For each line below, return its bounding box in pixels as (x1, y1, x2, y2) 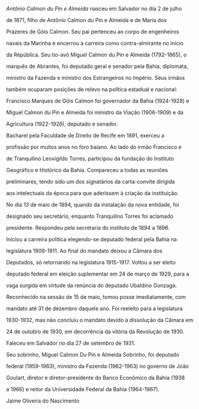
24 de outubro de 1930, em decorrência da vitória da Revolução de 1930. (6, 328, 185, 335)
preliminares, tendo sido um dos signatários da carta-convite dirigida (6, 178, 175, 185)
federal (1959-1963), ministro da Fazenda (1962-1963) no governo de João (6, 363, 189, 370)
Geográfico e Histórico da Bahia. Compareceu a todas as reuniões (6, 167, 168, 173)
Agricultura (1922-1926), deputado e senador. (6, 120, 118, 127)
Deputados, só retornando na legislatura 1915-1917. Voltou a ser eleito (6, 259, 176, 266)
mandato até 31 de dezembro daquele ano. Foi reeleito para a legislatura (6, 305, 183, 312)
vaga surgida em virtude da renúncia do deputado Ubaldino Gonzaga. (6, 282, 177, 289)
